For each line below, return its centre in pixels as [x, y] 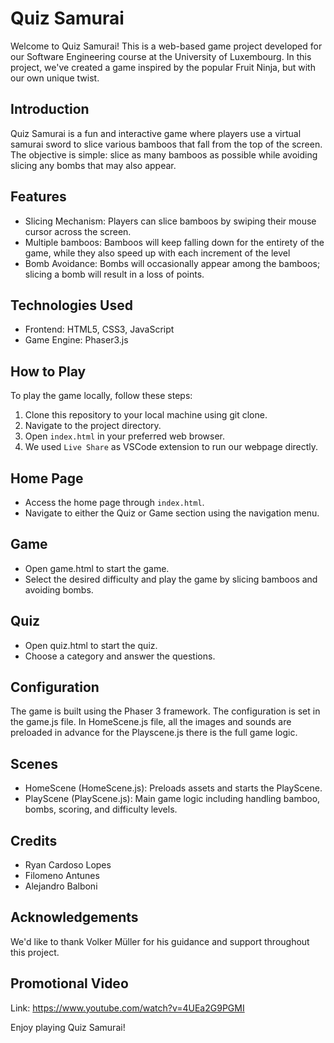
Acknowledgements [74, 917]
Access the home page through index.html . [114, 502]
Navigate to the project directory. [93, 426]
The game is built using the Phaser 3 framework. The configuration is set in [165, 711]
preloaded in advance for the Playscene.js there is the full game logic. [154, 733]
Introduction [50, 109]
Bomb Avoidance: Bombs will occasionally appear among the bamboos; [172, 263]
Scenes [34, 763]
